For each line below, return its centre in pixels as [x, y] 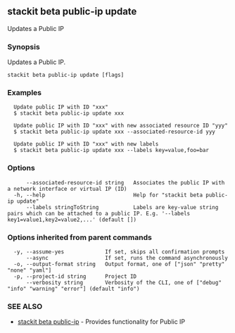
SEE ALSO [25, 306]
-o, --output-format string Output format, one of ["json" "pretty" [119, 264]
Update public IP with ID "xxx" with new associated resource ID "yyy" [121, 126]
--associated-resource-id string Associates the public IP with [125, 182]
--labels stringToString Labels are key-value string [122, 207]
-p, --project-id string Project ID [75, 277]
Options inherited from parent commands [80, 237]
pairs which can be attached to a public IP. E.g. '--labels [99, 213]
